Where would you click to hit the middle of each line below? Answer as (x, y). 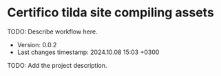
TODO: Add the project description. (57, 65)
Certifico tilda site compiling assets (111, 13)
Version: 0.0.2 (37, 45)
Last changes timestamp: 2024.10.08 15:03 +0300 (88, 52)
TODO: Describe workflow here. (52, 31)
